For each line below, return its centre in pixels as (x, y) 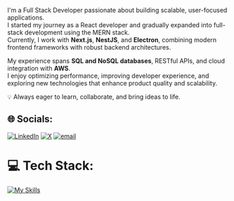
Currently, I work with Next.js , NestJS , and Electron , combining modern (112, 40)
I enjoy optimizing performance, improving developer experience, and (108, 76)
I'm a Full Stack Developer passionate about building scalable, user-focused (117, 10)
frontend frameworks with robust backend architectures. (89, 47)
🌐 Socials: (30, 119)
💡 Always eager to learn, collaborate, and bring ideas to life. (94, 97)
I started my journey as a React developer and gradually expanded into (110, 25)
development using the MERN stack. (77, 32)
